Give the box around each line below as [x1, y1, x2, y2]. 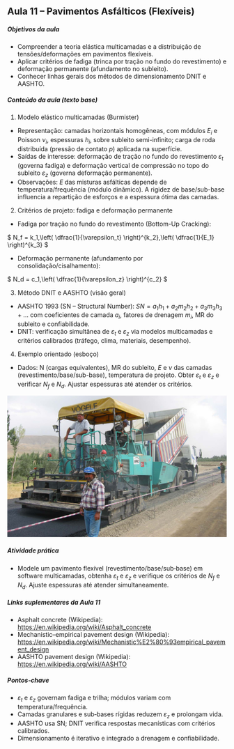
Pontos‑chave [7, 676, 49, 684]
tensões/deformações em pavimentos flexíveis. [17, 50, 154, 59]
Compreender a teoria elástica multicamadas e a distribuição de [17, 43, 201, 51]
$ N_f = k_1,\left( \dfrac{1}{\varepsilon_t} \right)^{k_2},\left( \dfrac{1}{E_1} [7, 233, 214, 241]
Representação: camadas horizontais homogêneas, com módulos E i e [17, 127, 218, 137]
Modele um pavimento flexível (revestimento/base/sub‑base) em [17, 564, 203, 572]
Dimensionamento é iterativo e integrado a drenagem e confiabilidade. [17, 734, 219, 742]
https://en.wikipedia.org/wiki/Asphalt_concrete [17, 623, 152, 631]
